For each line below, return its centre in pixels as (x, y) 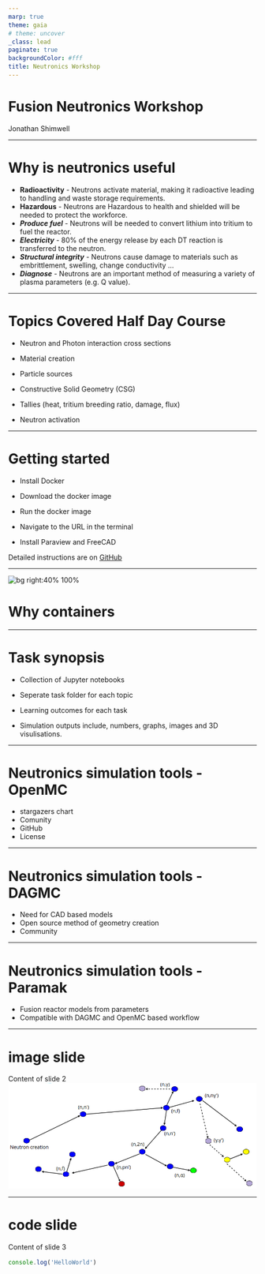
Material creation (47, 358)
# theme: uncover (37, 33)
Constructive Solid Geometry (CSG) (77, 389)
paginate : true (33, 50)
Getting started (59, 459)
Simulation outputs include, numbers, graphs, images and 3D (119, 725)
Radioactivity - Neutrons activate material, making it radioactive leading (137, 189)
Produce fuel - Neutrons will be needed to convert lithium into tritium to (136, 223)
